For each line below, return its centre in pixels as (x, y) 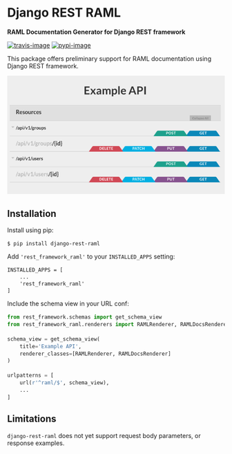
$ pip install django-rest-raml (54, 244)
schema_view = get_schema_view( (54, 339)
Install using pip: (30, 230)
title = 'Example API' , (50, 346)
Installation (32, 213)
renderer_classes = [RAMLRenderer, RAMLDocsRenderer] (95, 354)
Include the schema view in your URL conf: (68, 304)
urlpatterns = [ (30, 376)
